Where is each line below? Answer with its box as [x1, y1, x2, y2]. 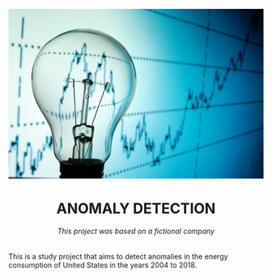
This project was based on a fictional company [57, 226, 215, 236]
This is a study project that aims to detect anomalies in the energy [8, 252, 228, 262]
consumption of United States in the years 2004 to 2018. [8, 260, 198, 270]
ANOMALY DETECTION [56, 199, 216, 217]
